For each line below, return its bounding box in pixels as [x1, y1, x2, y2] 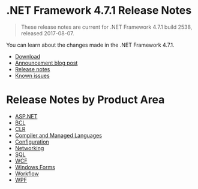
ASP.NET [14, 112, 38, 120]
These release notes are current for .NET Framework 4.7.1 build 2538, [20, 23, 193, 31]
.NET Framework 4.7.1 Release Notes [6, 4, 192, 17]
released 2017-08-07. [20, 29, 74, 36]
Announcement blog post [14, 59, 78, 66]
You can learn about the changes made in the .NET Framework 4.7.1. [6, 41, 175, 48]
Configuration [14, 138, 49, 145]
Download [14, 53, 41, 60]
